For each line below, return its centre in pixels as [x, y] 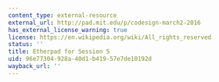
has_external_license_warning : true [68, 30]
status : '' [26, 45]
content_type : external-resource [63, 15]
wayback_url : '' [34, 66]
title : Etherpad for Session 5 [59, 52]
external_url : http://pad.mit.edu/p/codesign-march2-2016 [104, 23]
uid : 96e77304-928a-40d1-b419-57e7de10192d [80, 59]
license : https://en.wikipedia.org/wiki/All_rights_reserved [110, 37]
